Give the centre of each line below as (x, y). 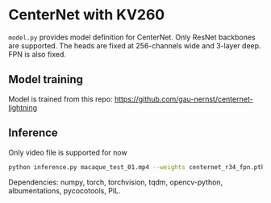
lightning (23, 107)
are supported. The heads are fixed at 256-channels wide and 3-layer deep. (135, 45)
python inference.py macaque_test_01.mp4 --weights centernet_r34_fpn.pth (137, 167)
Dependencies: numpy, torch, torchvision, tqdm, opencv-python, (116, 182)
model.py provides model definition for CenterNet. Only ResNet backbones (132, 37)
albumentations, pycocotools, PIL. (65, 191)
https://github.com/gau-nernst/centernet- (183, 99)
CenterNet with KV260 (87, 15)
